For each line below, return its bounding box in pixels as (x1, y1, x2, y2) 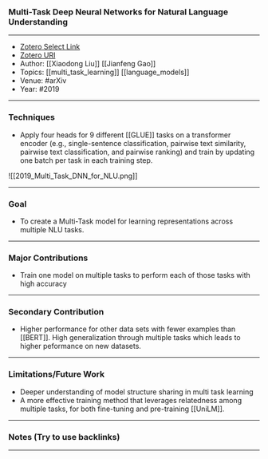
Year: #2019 (19, 85, 60, 94)
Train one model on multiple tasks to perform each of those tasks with (19, 271, 251, 280)
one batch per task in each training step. (19, 155, 153, 165)
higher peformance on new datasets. (19, 342, 142, 351)
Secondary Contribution (8, 307, 104, 318)
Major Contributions (8, 252, 89, 263)
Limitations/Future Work (8, 369, 105, 380)
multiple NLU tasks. (19, 224, 85, 234)
